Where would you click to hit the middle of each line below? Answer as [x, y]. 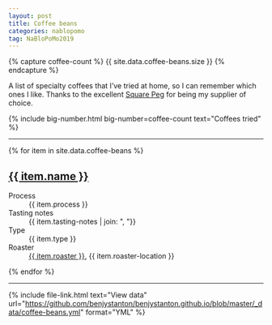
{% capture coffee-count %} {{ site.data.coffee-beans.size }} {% [117, 62]
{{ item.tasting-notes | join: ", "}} [82, 222]
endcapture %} [34, 71]
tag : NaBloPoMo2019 [41, 38]
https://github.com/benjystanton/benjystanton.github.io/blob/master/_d [144, 304]
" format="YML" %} [113, 312]
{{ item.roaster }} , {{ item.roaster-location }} [102, 256]
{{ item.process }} [58, 204]
